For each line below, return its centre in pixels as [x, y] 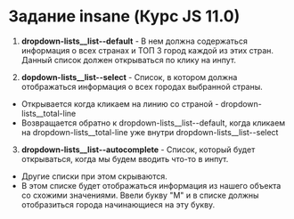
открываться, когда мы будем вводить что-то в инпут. [125, 158]
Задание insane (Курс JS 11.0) [124, 16]
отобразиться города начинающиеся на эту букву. [118, 204]
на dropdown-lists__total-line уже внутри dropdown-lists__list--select [150, 132]
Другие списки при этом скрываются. [94, 176]
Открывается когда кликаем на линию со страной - [120, 103]
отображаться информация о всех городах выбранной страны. [142, 86]
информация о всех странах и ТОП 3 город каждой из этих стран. [147, 50]
